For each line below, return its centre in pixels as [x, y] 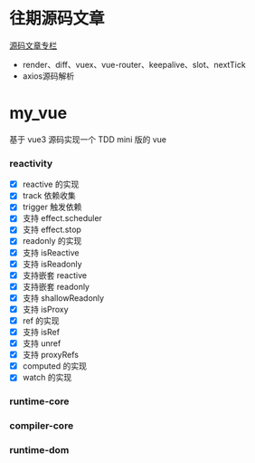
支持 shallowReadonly [63, 298]
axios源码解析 [48, 76]
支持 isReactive [51, 252]
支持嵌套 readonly [56, 286]
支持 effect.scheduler [62, 218]
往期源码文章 [57, 19]
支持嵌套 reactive [55, 275]
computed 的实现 [55, 366]
